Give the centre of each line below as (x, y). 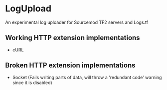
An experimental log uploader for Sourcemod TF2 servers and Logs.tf (77, 22)
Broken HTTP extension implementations (70, 66)
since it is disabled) (32, 83)
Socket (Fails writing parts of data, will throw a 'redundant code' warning (87, 77)
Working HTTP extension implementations (73, 38)
